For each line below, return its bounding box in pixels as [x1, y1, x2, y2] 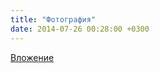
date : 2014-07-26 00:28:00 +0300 [10, 24, 150, 34]
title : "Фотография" [10, 14, 97, 25]
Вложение [10, 51, 55, 63]
